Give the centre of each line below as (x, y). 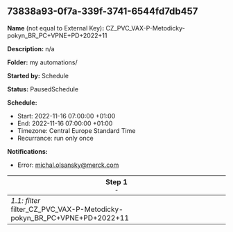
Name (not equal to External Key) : (56, 28)
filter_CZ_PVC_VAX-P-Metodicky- (67, 209)
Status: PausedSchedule (43, 89)
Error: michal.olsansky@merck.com (68, 165)
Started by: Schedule (38, 75)
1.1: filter (25, 200)
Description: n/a (31, 48)
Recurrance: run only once (55, 138)
